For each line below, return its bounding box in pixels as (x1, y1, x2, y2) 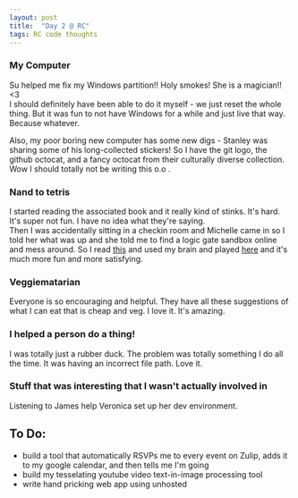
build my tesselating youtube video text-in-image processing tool (21, 468, 263, 479)
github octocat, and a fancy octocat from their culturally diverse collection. (9, 154, 285, 165)
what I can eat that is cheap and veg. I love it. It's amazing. (9, 306, 226, 317)
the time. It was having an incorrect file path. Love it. (9, 358, 203, 368)
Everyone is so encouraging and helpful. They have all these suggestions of (9, 296, 289, 307)
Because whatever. (9, 117, 81, 128)
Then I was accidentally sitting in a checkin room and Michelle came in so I (9, 224, 285, 235)
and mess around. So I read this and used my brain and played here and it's (9, 243, 288, 255)
